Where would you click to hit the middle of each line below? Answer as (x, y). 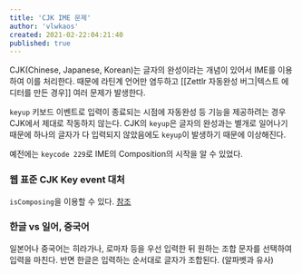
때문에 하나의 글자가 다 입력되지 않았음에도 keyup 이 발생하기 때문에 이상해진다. (148, 135)
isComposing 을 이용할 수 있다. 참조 (70, 201)
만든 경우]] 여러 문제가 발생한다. (90, 93)
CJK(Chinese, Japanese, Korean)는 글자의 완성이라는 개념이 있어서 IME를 (143, 70)
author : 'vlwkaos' (44, 26)
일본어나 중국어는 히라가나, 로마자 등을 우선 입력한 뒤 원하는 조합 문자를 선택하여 (151, 248)
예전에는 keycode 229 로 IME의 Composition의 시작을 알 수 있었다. (126, 154)
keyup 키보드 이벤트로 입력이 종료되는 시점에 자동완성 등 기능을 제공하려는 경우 (148, 112)
